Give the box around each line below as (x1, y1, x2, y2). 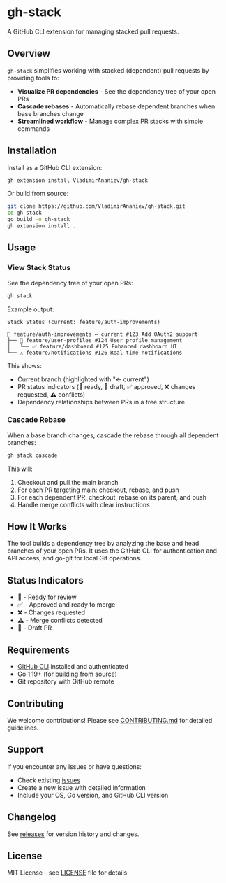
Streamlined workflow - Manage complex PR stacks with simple (17, 117, 204, 125)
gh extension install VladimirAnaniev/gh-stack (7, 176, 149, 184)
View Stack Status (7, 263, 71, 273)
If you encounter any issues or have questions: (7, 762, 142, 770)
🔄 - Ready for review (17, 593, 77, 602)
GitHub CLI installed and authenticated (17, 663, 129, 671)
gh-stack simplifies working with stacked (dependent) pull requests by (7, 66, 209, 74)
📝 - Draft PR (17, 623, 52, 632)
